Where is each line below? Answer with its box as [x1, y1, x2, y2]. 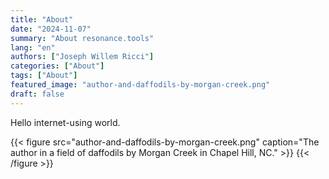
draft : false [10, 89, 65, 99]
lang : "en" [10, 42, 56, 53]
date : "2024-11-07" [10, 24, 92, 34]
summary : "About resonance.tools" [10, 33, 155, 43]
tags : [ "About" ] [10, 71, 78, 81]
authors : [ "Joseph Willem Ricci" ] [10, 52, 155, 62]
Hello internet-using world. [10, 116, 121, 128]
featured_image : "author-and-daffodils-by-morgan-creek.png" [10, 80, 271, 90]
